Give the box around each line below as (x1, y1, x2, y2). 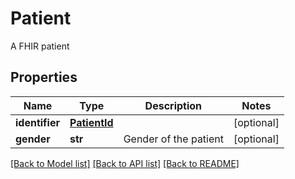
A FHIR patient (10, 40, 70, 52)
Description (144, 98, 203, 112)
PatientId (69, 115, 114, 129)
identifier (15, 115, 60, 129)
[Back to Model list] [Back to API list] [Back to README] (10, 157, 240, 169)
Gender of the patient (123, 132, 224, 146)
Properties (10, 69, 78, 86)
